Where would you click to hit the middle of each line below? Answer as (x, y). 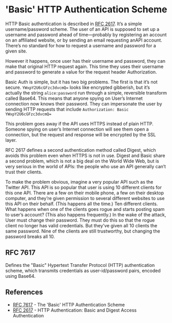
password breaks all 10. (30, 236)
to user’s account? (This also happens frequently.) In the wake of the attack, (86, 214)
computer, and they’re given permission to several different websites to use (85, 198)
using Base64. (21, 276)
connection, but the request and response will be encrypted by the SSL (81, 134)
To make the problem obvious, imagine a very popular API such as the (79, 182)
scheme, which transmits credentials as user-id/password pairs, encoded (83, 271)
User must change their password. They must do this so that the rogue (80, 220)
